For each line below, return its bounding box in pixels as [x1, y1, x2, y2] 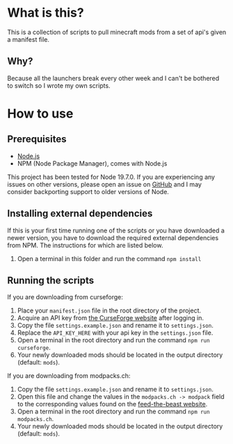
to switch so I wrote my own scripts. [7, 81, 111, 90]
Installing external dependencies [7, 207, 153, 220]
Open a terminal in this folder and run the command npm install [17, 254, 202, 262]
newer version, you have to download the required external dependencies [7, 233, 219, 241]
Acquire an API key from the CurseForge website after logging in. [17, 314, 204, 322]
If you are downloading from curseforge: [7, 293, 123, 301]
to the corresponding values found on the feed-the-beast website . [17, 400, 208, 409]
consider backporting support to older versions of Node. [7, 187, 169, 196]
